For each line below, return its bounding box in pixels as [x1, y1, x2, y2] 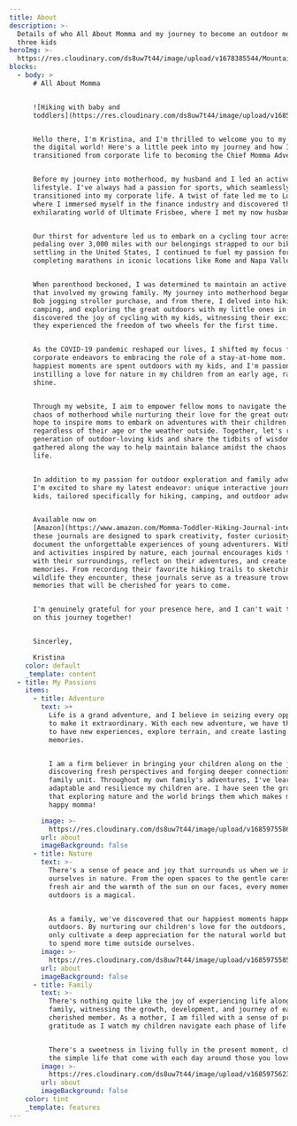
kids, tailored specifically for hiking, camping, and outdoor [32, 491, 271, 501]
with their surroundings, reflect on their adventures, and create [32, 556, 287, 566]
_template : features [25, 1103, 101, 1112]
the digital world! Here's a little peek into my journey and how [32, 143, 283, 152]
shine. [32, 378, 57, 387]
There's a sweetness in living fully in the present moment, [48, 1045, 278, 1054]
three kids [17, 37, 57, 47]
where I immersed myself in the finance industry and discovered [32, 199, 278, 208]
